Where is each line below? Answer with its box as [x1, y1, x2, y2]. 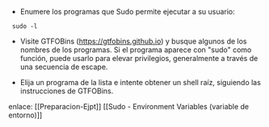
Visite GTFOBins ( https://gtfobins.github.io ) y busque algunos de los [19, 36, 247, 46]
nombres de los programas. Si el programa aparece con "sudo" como [19, 45, 252, 55]
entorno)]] [8, 110, 43, 120]
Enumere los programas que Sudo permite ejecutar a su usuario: [19, 7, 236, 16]
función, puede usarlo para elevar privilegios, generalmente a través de [19, 54, 258, 63]
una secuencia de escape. [19, 62, 108, 72]
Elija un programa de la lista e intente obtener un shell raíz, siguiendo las [19, 78, 261, 87]
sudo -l [11, 23, 38, 31]
